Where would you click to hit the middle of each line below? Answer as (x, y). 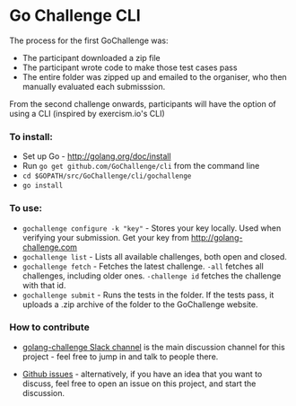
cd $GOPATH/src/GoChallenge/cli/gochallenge (107, 176)
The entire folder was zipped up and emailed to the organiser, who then (154, 76)
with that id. (44, 285)
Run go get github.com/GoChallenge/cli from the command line (141, 166)
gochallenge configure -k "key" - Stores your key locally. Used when (152, 228)
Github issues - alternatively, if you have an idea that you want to (142, 374)
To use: (26, 208)
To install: (31, 137)
